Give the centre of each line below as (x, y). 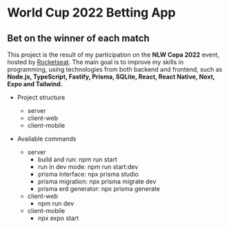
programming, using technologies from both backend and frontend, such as (115, 69)
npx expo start (58, 218)
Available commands (47, 139)
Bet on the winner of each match (78, 38)
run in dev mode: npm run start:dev (88, 167)
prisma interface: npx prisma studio (88, 174)
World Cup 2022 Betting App (91, 13)
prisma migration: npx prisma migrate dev (97, 181)
